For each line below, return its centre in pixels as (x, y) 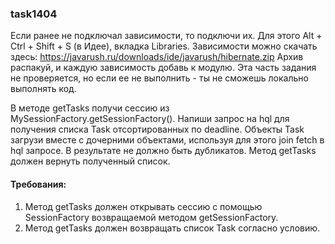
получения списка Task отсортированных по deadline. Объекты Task (157, 129)
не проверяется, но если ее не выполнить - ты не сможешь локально (159, 78)
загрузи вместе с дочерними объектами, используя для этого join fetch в (167, 140)
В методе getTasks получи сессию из (90, 108)
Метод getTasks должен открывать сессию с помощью (143, 206)
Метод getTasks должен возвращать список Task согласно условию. (172, 228)
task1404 (34, 14)
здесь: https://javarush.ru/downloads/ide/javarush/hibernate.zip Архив (157, 57)
